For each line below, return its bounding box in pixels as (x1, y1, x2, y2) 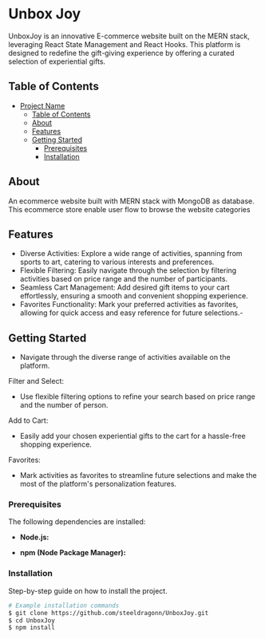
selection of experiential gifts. (8, 57, 106, 66)
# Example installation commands (8, 602, 120, 609)
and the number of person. (19, 400, 109, 410)
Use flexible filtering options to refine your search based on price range (19, 392, 255, 401)
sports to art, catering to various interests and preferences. (19, 257, 215, 267)
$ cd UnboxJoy (8, 616, 56, 625)
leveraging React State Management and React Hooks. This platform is (8, 39, 241, 49)
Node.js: (19, 532, 49, 542)
